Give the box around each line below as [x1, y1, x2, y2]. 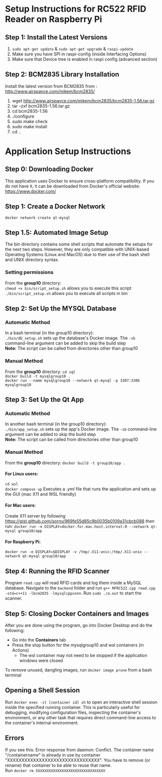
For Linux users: [5, 471, 39, 477]
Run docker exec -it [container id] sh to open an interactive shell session [5, 699, 158, 705]
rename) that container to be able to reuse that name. [5, 762, 112, 768]
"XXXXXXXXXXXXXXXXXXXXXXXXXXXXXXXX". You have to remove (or [5, 757, 150, 763]
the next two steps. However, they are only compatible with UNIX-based [5, 246, 149, 252]
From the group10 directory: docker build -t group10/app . [5, 460, 126, 466]
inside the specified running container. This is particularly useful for [5, 704, 140, 710]
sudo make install [12, 123, 48, 129]
